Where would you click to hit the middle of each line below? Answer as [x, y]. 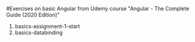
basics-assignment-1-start [47, 26]
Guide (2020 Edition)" [33, 15]
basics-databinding [38, 33]
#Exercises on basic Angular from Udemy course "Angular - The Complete [98, 9]
